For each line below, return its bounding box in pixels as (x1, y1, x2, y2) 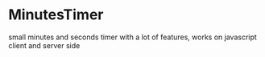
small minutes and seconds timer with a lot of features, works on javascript (8, 32, 258, 42)
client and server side (8, 40, 81, 50)
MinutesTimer (8, 6, 104, 24)
